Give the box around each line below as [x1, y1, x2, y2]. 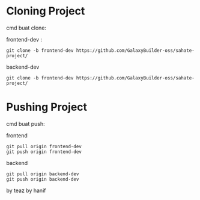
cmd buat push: [6, 120, 45, 127]
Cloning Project [6, 4, 85, 18]
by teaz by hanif [6, 187, 46, 194]
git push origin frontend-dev [6, 149, 82, 155]
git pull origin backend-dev [6, 170, 79, 177]
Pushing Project [6, 101, 88, 114]
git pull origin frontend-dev [6, 143, 82, 149]
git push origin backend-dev [6, 176, 79, 182]
